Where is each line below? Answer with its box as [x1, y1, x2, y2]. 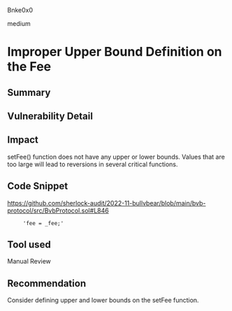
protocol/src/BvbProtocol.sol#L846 [7, 206, 110, 215]
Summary [7, 87, 51, 99]
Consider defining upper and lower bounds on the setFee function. [7, 296, 199, 305]
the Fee [7, 59, 52, 75]
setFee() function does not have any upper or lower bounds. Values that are [7, 152, 225, 161]
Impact [7, 134, 38, 146]
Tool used [7, 238, 51, 250]
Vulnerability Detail [7, 110, 93, 122]
